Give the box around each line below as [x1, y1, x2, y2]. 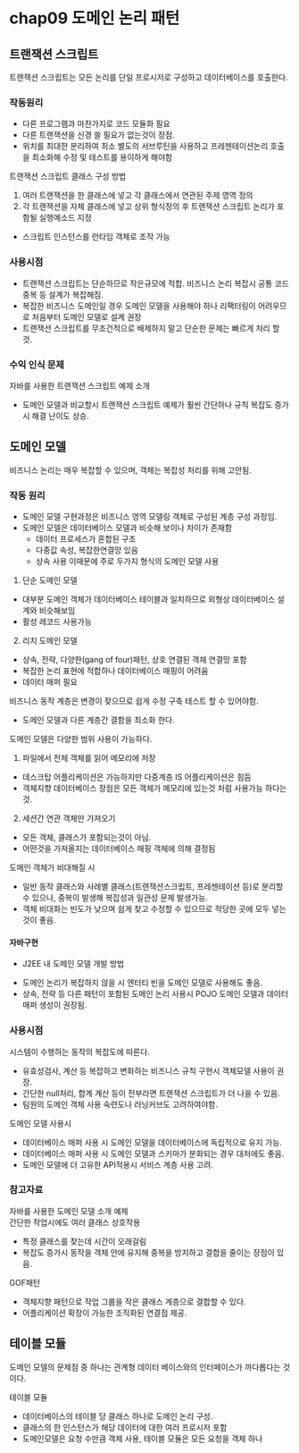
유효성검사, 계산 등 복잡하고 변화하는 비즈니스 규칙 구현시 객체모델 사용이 [21, 1065, 275, 1076]
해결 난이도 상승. [31, 410, 89, 421]
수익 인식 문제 [9, 359, 65, 371]
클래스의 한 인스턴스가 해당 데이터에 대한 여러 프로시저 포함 [21, 1422, 228, 1432]
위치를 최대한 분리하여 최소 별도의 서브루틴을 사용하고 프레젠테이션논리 [21, 140, 269, 152]
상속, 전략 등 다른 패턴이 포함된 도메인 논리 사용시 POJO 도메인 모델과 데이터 [21, 989, 288, 1000]
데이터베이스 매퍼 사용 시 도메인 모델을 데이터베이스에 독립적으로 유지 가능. [21, 1136, 283, 1147]
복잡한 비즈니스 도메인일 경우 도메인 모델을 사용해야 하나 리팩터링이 [21, 300, 256, 311]
